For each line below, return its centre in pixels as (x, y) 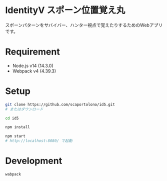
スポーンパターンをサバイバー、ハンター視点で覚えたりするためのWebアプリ (84, 25)
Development (34, 161)
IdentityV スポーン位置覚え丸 (65, 10)
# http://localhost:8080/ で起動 (39, 141)
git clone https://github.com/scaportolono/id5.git (60, 104)
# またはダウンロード (24, 109)
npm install (17, 127)
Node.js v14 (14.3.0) (33, 65)
